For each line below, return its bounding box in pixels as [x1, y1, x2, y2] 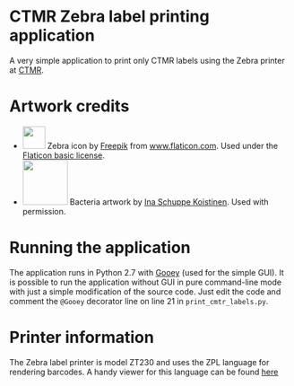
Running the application [9, 238, 191, 258]
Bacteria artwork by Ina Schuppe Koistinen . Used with [69, 196, 269, 207]
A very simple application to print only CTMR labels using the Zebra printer [9, 55, 285, 66]
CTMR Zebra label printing [9, 6, 210, 27]
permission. [22, 206, 66, 216]
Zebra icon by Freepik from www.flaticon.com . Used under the [47, 140, 279, 151]
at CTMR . [9, 65, 45, 75]
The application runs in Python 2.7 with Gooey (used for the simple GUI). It [9, 267, 284, 277]
